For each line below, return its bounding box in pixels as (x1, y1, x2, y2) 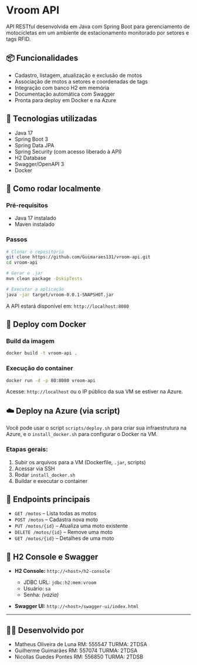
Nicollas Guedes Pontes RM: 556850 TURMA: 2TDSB (14, 653, 144, 660)
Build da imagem (6, 337, 55, 345)
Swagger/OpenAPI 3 (14, 160, 64, 167)
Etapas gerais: (6, 445, 48, 454)
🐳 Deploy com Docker (6, 319, 87, 329)
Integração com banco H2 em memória (14, 84, 110, 91)
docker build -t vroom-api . (6, 350, 77, 356)
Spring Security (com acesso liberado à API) (14, 148, 122, 155)
